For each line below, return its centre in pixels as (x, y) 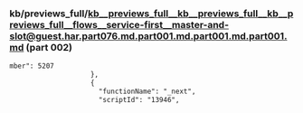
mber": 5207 (32, 66)
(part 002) (49, 47)
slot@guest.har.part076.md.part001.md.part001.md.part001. (148, 36)
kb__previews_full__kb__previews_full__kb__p (190, 14)
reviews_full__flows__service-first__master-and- (119, 24)
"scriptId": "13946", (139, 99)
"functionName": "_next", (147, 91)
